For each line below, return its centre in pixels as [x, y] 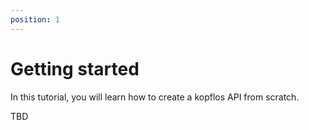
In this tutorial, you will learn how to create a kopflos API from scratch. [155, 97]
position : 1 [35, 19]
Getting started [75, 68]
